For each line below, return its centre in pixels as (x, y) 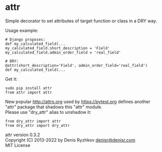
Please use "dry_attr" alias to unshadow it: (48, 112)
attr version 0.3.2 (23, 135)
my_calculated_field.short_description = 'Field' (58, 48)
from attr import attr (29, 92)
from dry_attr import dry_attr (38, 125)
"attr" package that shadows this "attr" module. (54, 107)
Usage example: (22, 30)
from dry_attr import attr (33, 121)
